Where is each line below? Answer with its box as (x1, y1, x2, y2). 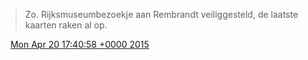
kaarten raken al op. (24, 19, 108, 31)
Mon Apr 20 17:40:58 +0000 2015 (9, 39, 150, 50)
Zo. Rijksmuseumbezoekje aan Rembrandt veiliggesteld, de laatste (24, 9, 299, 20)
